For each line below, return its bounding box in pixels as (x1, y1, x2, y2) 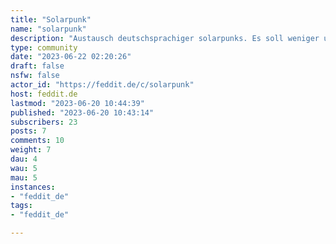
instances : (10, 182, 56, 192)
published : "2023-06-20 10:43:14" (10, 107, 155, 118)
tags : (10, 201, 33, 211)
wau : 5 (10, 163, 38, 173)
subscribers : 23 (10, 117, 78, 127)
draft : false (10, 61, 65, 71)
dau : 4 (10, 154, 38, 164)
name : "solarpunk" (10, 24, 87, 34)
